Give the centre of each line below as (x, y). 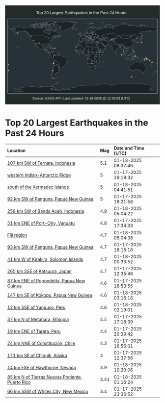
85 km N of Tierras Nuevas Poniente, (44, 377)
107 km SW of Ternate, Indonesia (41, 163)
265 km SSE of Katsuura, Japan (40, 271)
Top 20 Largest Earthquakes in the (77, 123)
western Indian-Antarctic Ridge (39, 175)
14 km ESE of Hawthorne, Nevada (41, 367)
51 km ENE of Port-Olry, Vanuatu (41, 223)
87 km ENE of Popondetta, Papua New (46, 280)
